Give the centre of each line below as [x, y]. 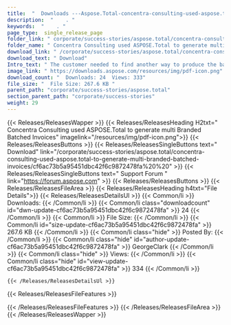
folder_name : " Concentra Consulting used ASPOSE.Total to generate [107, 45]
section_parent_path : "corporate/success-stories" [81, 97]
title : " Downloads [38, 13]
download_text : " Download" [47, 58]
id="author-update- [162, 239]
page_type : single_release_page [55, 33]
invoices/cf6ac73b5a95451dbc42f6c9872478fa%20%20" [90, 166]
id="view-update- [103, 261]
